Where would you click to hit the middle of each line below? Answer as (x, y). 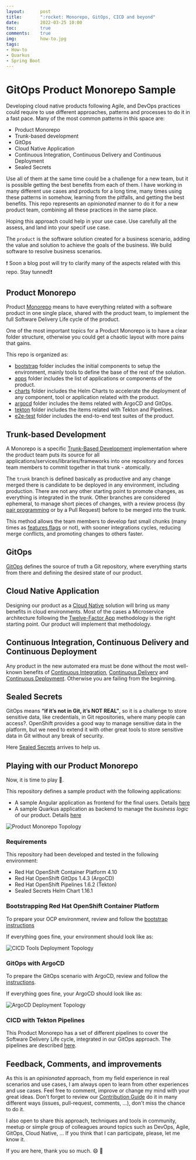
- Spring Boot (23, 61)
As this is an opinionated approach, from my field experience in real (88, 1078)
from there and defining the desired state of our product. (74, 572)
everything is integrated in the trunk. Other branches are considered (88, 498)
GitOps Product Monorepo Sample (91, 90)
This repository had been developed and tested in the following (82, 854)
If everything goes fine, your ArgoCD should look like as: (74, 994)
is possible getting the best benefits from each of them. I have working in (94, 185)
